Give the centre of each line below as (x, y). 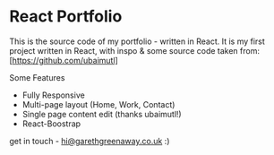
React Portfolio (66, 17)
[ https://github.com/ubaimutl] (64, 60)
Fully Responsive (53, 95)
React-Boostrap (51, 124)
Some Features (37, 77)
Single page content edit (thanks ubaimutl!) (102, 114)
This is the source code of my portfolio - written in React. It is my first (137, 41)
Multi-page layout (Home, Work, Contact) (98, 104)
